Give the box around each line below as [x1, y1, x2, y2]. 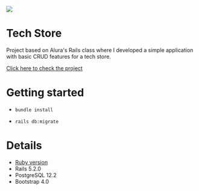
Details [6, 139, 42, 152]
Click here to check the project [6, 64, 83, 72]
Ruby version [14, 158, 48, 166]
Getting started [6, 86, 84, 100]
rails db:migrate [14, 118, 59, 125]
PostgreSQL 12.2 [14, 171, 57, 178]
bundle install [14, 106, 54, 113]
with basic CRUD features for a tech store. [6, 53, 112, 60]
